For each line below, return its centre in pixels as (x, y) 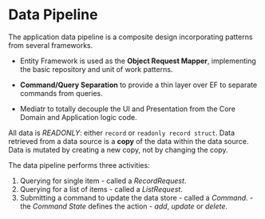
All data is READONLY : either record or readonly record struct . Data (122, 133)
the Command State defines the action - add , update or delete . (124, 206)
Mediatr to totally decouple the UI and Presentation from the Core (127, 109)
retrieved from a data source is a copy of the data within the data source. (129, 141)
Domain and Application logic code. (78, 117)
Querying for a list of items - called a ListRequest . (101, 189)
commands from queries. (61, 93)
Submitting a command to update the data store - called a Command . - (136, 197)
